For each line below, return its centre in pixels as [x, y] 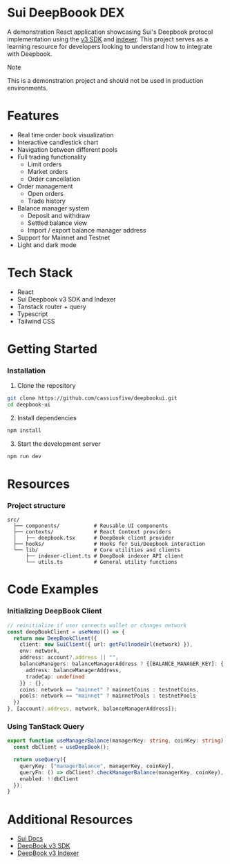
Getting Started [52, 349]
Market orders [48, 171]
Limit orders [45, 164]
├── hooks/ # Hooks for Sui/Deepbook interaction [109, 544]
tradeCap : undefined [55, 677]
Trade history [46, 201]
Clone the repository [46, 386]
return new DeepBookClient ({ [55, 638]
